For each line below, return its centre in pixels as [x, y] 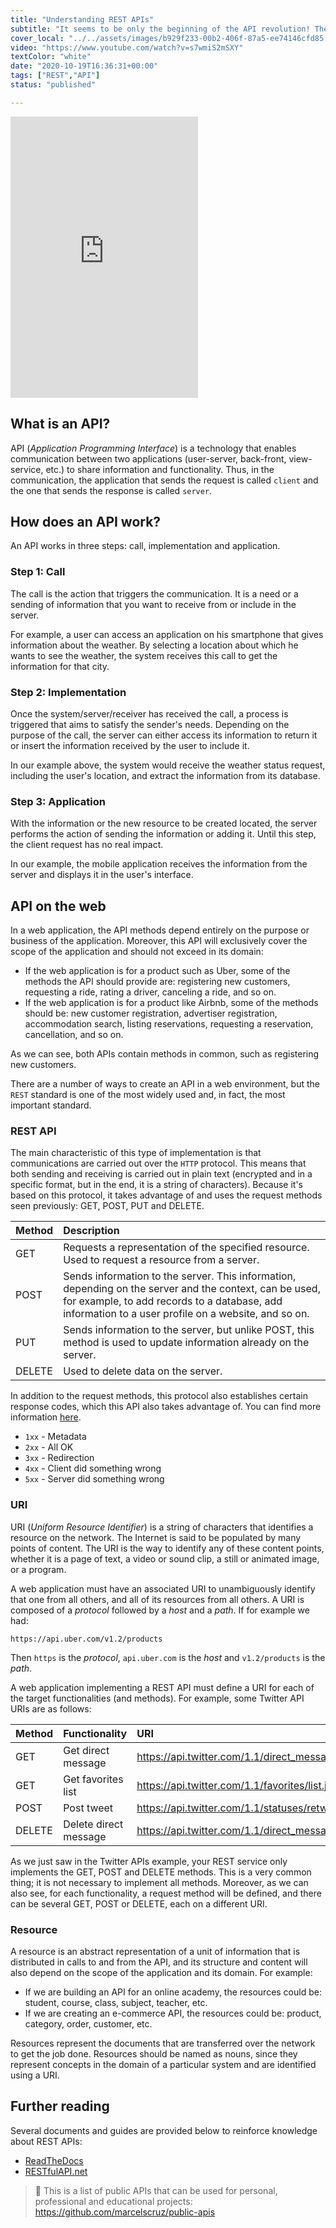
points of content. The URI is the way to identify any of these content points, [167, 1548]
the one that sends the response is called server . [111, 490]
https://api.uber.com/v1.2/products [86, 1639]
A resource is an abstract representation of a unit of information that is [155, 1951]
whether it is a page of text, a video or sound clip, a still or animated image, [165, 1558]
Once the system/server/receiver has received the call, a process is [149, 713]
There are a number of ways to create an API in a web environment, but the [165, 1084]
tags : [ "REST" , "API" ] [55, 76]
